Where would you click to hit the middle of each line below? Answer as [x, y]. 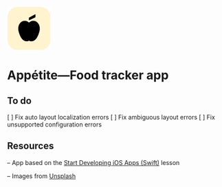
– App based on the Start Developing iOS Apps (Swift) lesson [93, 162]
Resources [31, 146]
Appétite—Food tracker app [88, 75]
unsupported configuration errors [54, 124]
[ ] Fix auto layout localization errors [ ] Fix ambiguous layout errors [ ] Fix [111, 117]
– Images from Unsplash [42, 176]
